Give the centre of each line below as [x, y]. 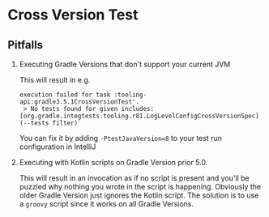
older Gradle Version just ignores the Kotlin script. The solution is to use [139, 195]
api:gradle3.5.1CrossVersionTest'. [79, 102]
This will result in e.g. [55, 80]
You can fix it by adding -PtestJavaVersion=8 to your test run [120, 138]
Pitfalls [26, 45]
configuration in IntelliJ [58, 147]
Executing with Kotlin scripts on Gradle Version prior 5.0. [113, 162]
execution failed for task [65, 95]
